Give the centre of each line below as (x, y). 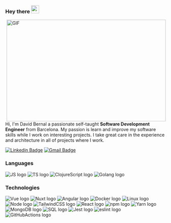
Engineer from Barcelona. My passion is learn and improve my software (81, 130)
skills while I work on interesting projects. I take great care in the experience (85, 135)
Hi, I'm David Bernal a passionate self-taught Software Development (78, 124)
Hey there (18, 11)
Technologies (22, 187)
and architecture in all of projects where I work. (55, 140)
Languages (20, 164)
